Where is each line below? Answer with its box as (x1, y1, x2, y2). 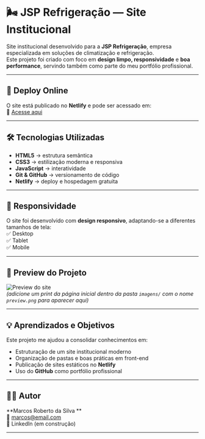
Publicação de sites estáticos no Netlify (15, 361, 116, 368)
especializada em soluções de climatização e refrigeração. (6, 49, 154, 56)
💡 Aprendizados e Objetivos (6, 320, 115, 330)
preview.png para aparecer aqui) (6, 297, 89, 304)
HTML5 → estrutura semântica (15, 151, 93, 159)
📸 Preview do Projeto (6, 267, 87, 278)
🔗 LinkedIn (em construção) (6, 419, 76, 427)
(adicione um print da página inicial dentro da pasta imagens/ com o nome (6, 290, 194, 298)
